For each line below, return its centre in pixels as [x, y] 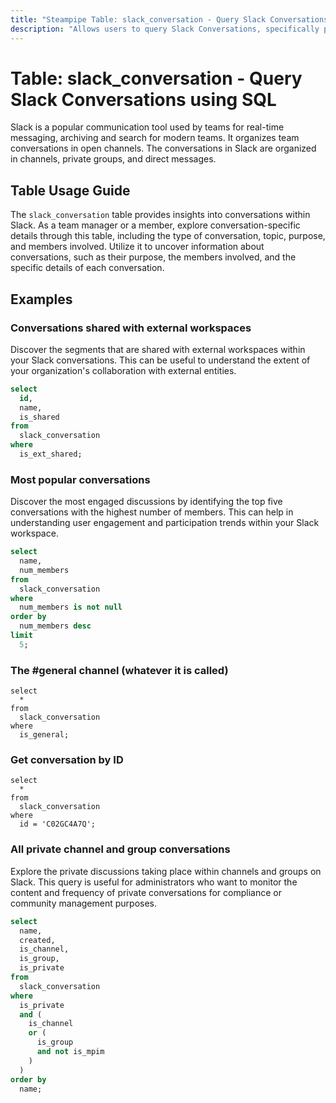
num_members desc [55, 626]
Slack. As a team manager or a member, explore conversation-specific [155, 225]
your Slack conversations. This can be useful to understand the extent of [160, 360]
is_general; [44, 735]
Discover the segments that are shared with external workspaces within [158, 349]
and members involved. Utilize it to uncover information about [137, 247]
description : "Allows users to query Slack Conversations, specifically [165, 29]
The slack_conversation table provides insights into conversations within [160, 215]
